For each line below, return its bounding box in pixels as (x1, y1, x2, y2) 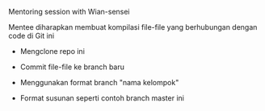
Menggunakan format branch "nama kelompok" (19, 78, 179, 87)
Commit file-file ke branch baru (19, 62, 125, 72)
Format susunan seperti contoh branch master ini (19, 93, 184, 103)
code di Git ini (8, 31, 55, 40)
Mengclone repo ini (19, 47, 85, 55)
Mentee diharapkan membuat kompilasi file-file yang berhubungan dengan (8, 23, 258, 31)
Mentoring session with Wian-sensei (8, 7, 131, 16)
